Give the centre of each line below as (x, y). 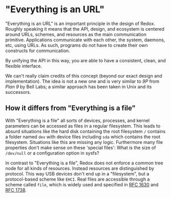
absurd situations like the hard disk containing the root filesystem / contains (85, 131)
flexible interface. (24, 66)
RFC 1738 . (16, 190)
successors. (18, 92)
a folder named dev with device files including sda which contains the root (83, 137)
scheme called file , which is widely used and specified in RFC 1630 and (82, 184)
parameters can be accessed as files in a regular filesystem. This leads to (83, 126)
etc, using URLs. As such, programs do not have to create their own (77, 45)
